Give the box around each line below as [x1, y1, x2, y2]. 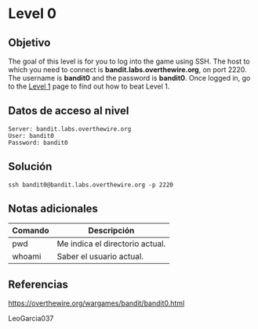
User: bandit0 [8, 132, 55, 139]
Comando [12, 225, 49, 236]
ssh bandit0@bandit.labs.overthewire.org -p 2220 [8, 181, 174, 189]
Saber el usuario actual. [56, 251, 144, 262]
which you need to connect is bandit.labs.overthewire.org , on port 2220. [8, 65, 247, 74]
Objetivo [8, 36, 51, 49]
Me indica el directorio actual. [56, 238, 166, 249]
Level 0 [8, 5, 57, 23]
